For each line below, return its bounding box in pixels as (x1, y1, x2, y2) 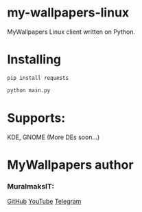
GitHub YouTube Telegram (7, 198, 82, 206)
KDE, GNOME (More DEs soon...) (7, 133, 100, 141)
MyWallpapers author (7, 157, 134, 173)
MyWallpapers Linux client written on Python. (7, 28, 136, 36)
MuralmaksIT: (7, 181, 55, 191)
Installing (7, 52, 62, 67)
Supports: (7, 110, 66, 125)
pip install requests (7, 74, 69, 81)
